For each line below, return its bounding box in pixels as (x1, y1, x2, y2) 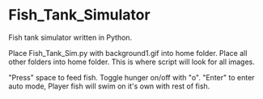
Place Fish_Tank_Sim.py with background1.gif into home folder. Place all (8, 48, 248, 58)
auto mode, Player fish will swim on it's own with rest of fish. (8, 81, 210, 91)
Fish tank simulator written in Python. (8, 32, 133, 42)
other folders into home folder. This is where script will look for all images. (8, 57, 255, 67)
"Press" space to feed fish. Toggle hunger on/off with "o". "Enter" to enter (8, 72, 255, 82)
